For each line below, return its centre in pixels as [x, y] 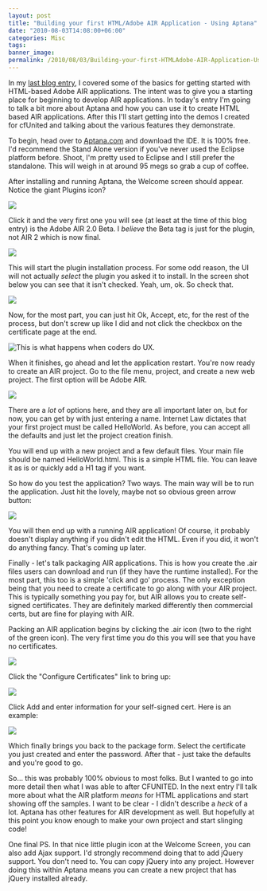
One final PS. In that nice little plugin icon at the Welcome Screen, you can [130, 844]
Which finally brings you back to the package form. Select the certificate [127, 745]
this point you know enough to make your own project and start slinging [126, 820]
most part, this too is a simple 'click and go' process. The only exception [127, 579]
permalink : [26, 61]
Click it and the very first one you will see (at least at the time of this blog [128, 220]
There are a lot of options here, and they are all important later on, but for [128, 410]
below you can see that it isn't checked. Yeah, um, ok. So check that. [121, 285]
